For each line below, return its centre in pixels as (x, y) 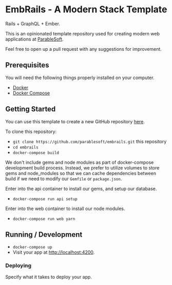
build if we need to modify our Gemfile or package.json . (64, 179)
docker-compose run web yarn (44, 219)
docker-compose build (36, 153)
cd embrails (25, 147)
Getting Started (31, 109)
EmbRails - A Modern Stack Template (86, 9)
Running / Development (44, 234)
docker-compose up (32, 248)
